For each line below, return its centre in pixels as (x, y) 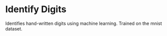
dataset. (14, 28)
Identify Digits (36, 9)
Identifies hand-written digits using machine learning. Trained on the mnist (84, 23)
